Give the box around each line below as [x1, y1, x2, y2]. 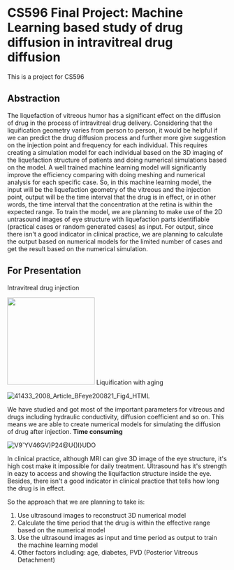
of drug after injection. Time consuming [7, 427, 124, 435]
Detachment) [17, 555, 56, 564]
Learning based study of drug [7, 20, 184, 36]
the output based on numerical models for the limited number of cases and [7, 237, 223, 246]
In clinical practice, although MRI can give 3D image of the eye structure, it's [7, 454, 227, 463]
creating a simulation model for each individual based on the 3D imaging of [7, 148, 224, 156]
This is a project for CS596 [7, 72, 85, 81]
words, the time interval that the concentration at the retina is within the [7, 200, 213, 209]
